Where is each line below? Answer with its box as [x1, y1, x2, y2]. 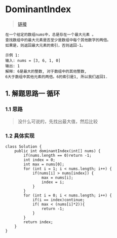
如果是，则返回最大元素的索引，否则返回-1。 [5, 43, 86, 48]
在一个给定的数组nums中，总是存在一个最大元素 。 [5, 32, 96, 37]
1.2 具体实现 [5, 132, 35, 139]
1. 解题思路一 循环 [5, 89, 60, 98]
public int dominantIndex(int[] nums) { [14, 148, 101, 153]
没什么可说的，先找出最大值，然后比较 [17, 118, 98, 124]
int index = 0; [23, 157, 56, 162]
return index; [23, 219, 53, 224]
